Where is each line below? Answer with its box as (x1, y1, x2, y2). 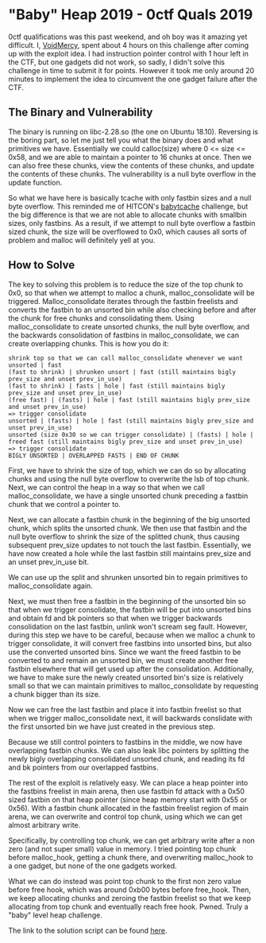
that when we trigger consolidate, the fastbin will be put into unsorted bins (8, 605, 252, 614)
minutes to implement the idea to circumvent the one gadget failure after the (8, 74, 258, 84)
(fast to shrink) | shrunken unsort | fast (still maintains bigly (8, 368, 237, 376)
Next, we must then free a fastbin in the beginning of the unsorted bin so (8, 596, 246, 606)
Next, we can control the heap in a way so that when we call (8, 482, 205, 492)
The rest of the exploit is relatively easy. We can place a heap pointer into (8, 777, 249, 787)
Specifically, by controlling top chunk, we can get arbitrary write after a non (8, 836, 256, 845)
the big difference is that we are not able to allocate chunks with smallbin (8, 209, 248, 220)
